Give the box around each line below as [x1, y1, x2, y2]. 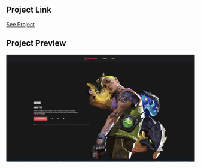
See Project [6, 20, 35, 28]
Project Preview [6, 38, 66, 49]
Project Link [6, 5, 52, 15]
